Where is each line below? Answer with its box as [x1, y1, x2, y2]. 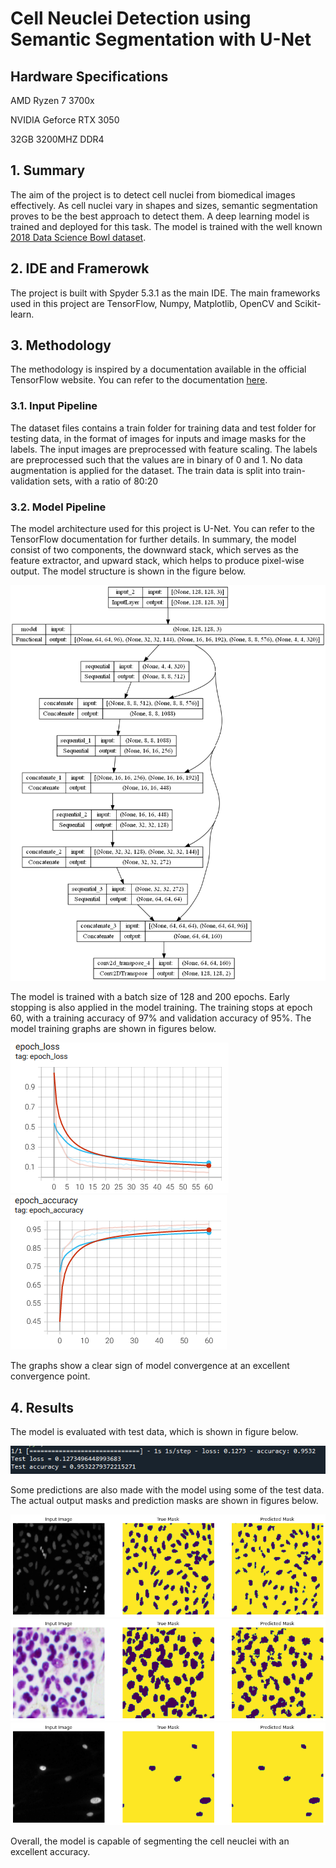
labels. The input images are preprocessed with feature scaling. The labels [10, 443, 318, 455]
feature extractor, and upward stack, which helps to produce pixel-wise [10, 555, 305, 567]
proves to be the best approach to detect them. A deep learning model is [10, 210, 310, 222]
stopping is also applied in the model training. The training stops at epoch [10, 1002, 313, 1014]
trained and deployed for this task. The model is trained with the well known [10, 220, 323, 232]
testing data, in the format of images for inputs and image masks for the [10, 432, 307, 444]
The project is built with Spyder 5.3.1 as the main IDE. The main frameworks [10, 287, 321, 299]
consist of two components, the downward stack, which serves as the [10, 544, 299, 556]
